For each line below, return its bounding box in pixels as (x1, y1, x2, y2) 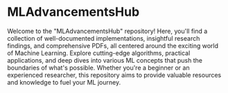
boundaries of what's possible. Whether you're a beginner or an (7, 63, 190, 72)
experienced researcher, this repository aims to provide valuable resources (7, 70, 222, 79)
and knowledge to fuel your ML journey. (7, 78, 121, 86)
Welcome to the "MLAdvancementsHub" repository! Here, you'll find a (7, 27, 208, 35)
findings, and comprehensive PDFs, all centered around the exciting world (7, 41, 218, 50)
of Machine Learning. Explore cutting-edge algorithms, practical (7, 49, 191, 57)
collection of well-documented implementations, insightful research (7, 34, 200, 42)
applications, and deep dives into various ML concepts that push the (7, 56, 203, 64)
